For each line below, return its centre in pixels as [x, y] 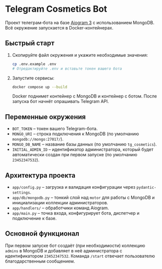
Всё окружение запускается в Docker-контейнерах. [59, 27]
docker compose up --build [40, 87]
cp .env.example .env [34, 64]
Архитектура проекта [40, 175]
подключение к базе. [34, 218]
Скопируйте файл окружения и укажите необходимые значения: [80, 55]
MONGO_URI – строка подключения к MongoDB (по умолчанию [76, 134]
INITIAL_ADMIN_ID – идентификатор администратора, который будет [83, 149]
